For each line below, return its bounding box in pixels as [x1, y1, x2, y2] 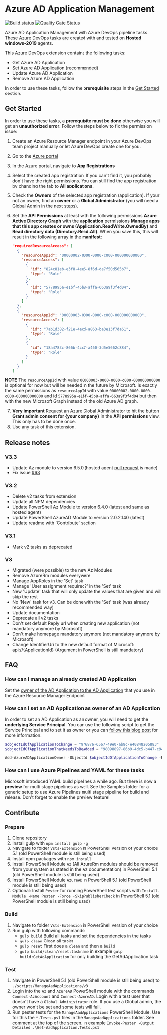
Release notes [5, 438, 50, 447]
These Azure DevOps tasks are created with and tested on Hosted [5, 35, 142, 41]
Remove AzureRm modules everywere [12, 572, 91, 578]
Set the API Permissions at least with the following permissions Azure [12, 212, 157, 218]
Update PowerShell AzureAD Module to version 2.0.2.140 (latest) [12, 515, 145, 521]
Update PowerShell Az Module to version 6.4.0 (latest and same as [12, 504, 150, 510]
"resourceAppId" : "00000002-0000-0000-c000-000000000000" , [21, 253, 147, 258]
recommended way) [12, 604, 54, 610]
